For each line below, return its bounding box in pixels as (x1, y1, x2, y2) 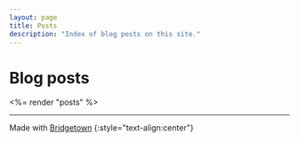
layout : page (9, 12, 58, 22)
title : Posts (9, 21, 58, 30)
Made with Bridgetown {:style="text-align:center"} (9, 122, 194, 133)
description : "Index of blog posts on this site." (9, 29, 201, 38)
